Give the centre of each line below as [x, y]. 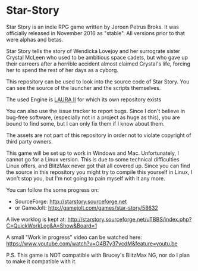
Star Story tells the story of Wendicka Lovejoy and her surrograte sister [93, 51]
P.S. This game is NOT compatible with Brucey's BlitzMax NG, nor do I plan [98, 255]
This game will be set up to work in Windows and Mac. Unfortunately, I [93, 153]
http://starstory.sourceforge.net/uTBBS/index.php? [130, 219]
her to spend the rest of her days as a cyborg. [62, 70]
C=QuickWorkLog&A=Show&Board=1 [51, 225]
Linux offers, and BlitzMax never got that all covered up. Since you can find [98, 166]
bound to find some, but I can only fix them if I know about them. [85, 123]
